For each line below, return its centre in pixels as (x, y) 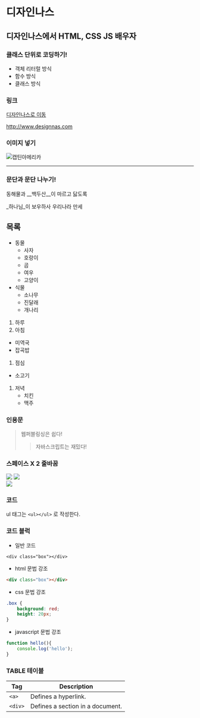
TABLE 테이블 (25, 670)
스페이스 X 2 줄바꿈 (32, 463)
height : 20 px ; (34, 614)
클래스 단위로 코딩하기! (37, 54)
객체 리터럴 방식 (33, 69)
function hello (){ (29, 643)
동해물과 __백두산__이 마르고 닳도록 (47, 194)
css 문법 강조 (30, 592)
